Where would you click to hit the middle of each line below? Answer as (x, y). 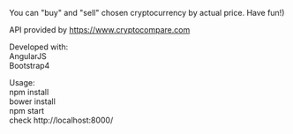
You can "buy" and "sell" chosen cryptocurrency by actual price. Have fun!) (147, 13)
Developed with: (39, 47)
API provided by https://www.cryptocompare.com (100, 30)
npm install (29, 92)
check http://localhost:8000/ (61, 120)
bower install (32, 101)
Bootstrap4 (30, 66)
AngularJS (28, 56)
